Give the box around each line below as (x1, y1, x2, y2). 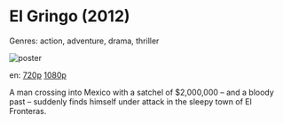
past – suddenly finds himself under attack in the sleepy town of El (9, 96, 253, 107)
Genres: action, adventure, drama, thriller (9, 35, 160, 46)
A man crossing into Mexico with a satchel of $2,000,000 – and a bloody (9, 87, 275, 97)
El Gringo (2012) (9, 6, 130, 27)
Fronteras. (9, 105, 47, 116)
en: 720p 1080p (9, 69, 67, 81)
